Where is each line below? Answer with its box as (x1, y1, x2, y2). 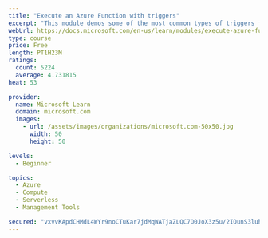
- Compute (15, 188, 48, 196)
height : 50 (29, 137, 66, 145)
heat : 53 (8, 78, 37, 86)
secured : (8, 217, 37, 226)
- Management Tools (15, 204, 81, 212)
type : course (8, 34, 52, 42)
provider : (8, 93, 41, 101)
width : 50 (29, 130, 62, 138)
